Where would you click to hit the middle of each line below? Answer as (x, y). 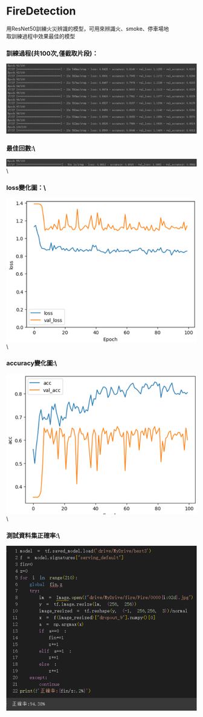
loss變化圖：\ (26, 188)
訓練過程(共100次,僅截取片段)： (52, 53)
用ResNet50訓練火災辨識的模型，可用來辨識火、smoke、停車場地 (88, 28)
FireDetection (41, 11)
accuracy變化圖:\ (32, 363)
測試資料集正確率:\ (33, 535)
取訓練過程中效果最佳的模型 (41, 36)
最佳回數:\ (21, 148)
